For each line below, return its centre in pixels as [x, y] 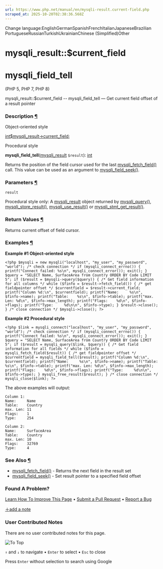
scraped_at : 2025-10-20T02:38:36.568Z [44, 14]
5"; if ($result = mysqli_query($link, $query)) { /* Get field [72, 344]
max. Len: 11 [18, 409]
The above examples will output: [38, 388]
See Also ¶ [18, 460]
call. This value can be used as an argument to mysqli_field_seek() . [72, 169]
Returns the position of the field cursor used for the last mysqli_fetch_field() [81, 165]
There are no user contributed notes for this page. [55, 533]
